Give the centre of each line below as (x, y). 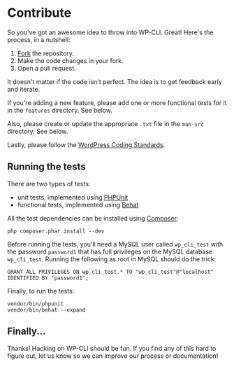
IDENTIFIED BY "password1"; (48, 278)
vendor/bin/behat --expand (46, 310)
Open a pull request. (47, 68)
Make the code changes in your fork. (70, 60)
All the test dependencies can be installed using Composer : (93, 218)
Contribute (39, 13)
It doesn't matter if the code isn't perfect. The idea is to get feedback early (115, 81)
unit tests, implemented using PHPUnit (73, 197)
